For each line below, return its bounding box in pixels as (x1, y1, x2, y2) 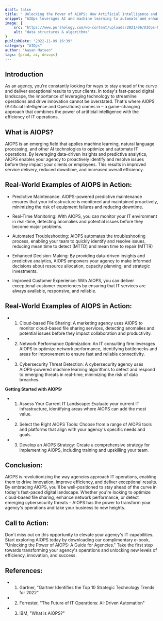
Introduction (5, 70, 44, 78)
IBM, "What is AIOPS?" (19, 610, 65, 616)
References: (5, 566, 43, 575)
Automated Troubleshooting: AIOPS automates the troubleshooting (12, 233, 146, 239)
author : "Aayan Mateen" (5, 48, 53, 52)
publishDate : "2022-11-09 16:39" (5, 39, 73, 44)
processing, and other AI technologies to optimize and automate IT (5, 146, 138, 152)
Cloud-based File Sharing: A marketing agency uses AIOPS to (19, 320, 143, 326)
